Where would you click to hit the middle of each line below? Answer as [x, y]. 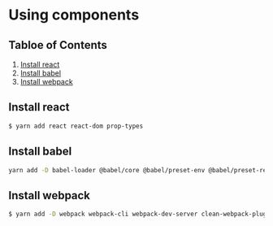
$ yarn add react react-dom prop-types [76, 126]
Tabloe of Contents [58, 45]
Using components [74, 15]
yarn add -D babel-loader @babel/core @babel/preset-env [107, 170]
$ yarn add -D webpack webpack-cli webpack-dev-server [103, 214]
